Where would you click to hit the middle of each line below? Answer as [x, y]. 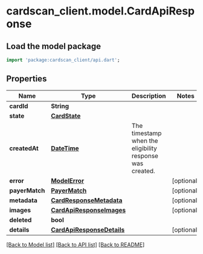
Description [149, 96]
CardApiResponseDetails [88, 229]
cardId [19, 106]
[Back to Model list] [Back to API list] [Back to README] [76, 244]
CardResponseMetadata [87, 200]
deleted [21, 220]
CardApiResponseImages [89, 210]
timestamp [147, 133]
